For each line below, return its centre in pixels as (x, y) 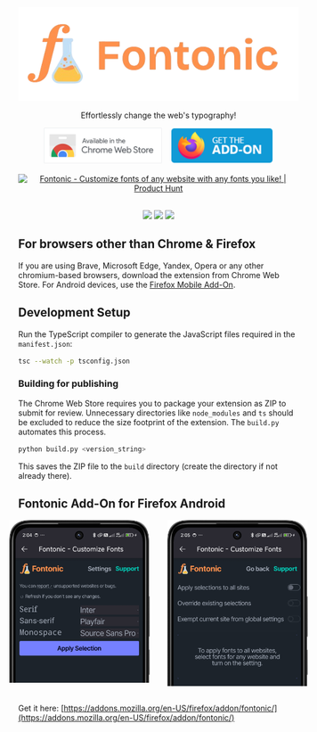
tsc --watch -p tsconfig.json (74, 361)
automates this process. (62, 432)
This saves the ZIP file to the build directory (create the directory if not (148, 466)
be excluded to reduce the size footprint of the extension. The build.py (149, 422)
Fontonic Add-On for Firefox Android (122, 504)
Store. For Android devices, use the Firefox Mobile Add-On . (127, 284)
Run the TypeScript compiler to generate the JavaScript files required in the (157, 334)
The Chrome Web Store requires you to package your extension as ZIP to (152, 403)
